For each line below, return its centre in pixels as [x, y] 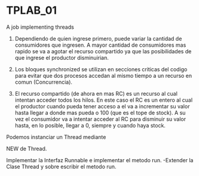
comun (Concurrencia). [44, 82]
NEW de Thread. [27, 148]
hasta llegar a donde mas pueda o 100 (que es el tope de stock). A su [100, 113]
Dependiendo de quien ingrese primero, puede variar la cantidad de [98, 38]
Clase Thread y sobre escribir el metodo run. [61, 166]
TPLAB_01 [32, 10]
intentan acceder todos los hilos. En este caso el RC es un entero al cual [104, 100]
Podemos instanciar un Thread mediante [56, 137]
